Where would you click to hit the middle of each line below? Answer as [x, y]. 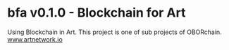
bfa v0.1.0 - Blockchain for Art [97, 13]
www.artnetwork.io [35, 39]
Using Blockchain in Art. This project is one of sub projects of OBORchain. [114, 32]
